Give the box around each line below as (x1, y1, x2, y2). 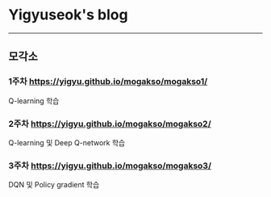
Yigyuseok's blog (8, 6, 128, 24)
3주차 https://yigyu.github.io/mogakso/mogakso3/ (8, 160, 212, 171)
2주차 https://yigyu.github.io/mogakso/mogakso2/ (8, 118, 211, 129)
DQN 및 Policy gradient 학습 (8, 180, 100, 190)
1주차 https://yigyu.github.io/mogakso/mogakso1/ (8, 76, 208, 87)
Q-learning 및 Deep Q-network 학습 (8, 137, 126, 147)
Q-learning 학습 (8, 95, 60, 106)
